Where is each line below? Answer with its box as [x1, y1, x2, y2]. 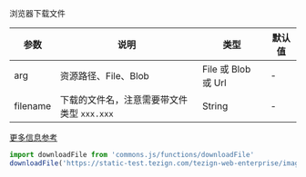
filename [14, 100, 52, 112]
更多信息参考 [9, 133, 57, 143]
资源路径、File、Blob [59, 70, 150, 82]
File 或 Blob [201, 63, 251, 75]
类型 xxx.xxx [59, 107, 114, 120]
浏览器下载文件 [9, 8, 66, 18]
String [201, 100, 229, 112]
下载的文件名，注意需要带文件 [59, 93, 189, 106]
